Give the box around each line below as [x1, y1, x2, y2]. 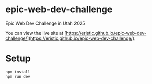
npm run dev [5, 74, 30, 79]
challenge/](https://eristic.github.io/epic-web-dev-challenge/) [5, 35, 135, 41]
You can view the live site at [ [5, 30, 67, 36]
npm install [5, 69, 30, 74]
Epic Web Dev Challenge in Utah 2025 [5, 20, 85, 26]
